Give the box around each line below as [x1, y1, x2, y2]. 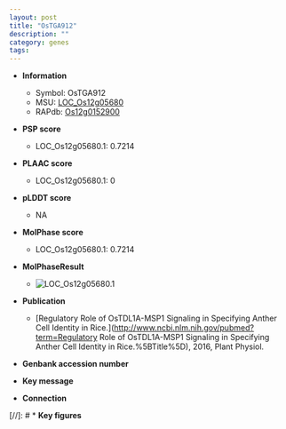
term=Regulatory [35, 332, 98, 343]
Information [21, 70, 68, 81]
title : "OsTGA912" [9, 21, 77, 30]
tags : [9, 46, 29, 55]
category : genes [9, 37, 69, 47]
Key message [21, 376, 74, 386]
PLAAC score [21, 158, 73, 169]
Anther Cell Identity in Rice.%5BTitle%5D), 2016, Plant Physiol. [35, 341, 265, 352]
